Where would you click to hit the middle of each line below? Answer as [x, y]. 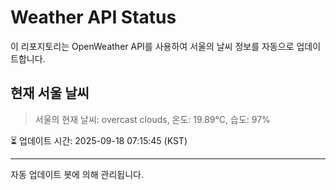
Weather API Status [93, 17]
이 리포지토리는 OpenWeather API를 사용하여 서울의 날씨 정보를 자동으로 [152, 46]
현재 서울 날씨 [50, 93]
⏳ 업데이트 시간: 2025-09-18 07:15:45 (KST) [99, 140]
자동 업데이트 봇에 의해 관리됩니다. [77, 174]
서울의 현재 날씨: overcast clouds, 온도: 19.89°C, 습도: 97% [152, 119]
